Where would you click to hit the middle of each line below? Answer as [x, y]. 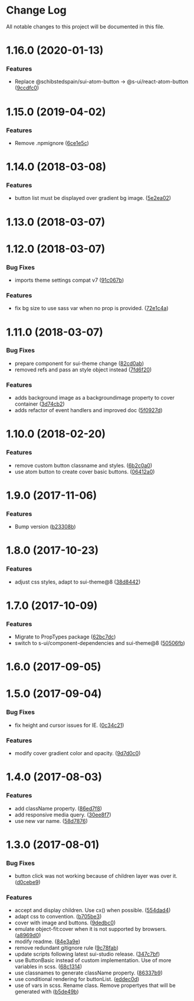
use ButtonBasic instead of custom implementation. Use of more [93, 960]
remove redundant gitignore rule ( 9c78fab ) [67, 948]
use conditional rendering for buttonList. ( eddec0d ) [77, 979]
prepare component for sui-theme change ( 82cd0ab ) [79, 363]
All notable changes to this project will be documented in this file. [86, 27]
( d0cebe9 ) [27, 883]
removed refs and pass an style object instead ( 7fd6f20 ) [83, 370]
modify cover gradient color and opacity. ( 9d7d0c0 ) [78, 753]
